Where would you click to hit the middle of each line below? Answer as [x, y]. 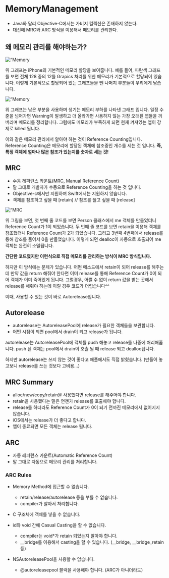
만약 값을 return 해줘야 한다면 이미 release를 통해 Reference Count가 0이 [83, 273]
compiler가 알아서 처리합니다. [49, 504]
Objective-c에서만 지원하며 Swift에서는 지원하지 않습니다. [70, 193]
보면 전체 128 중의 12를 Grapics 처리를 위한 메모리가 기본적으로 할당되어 [81, 76]
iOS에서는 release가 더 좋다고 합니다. [49, 420]
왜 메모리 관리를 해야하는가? [46, 47]
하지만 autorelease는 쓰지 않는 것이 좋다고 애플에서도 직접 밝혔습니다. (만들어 [81, 359]
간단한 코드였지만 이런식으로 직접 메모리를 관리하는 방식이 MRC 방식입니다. [78, 256]
